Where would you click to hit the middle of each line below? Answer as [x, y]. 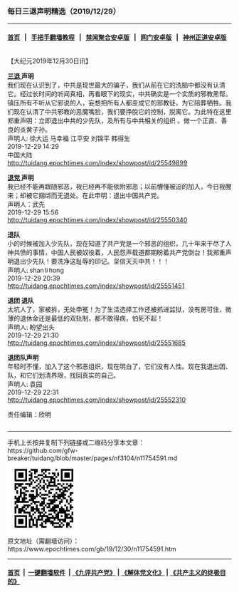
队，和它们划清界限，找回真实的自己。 [63, 375]
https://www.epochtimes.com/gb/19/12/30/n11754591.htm [92, 549]
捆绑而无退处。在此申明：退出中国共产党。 [101, 195]
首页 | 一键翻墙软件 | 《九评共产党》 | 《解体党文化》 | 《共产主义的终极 [114, 573]
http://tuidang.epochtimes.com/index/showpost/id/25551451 [96, 286]
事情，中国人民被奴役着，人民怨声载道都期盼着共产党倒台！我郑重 [128, 252]
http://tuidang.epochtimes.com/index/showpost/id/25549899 [97, 162]
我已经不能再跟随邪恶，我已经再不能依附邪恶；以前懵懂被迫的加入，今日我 [116, 186]
